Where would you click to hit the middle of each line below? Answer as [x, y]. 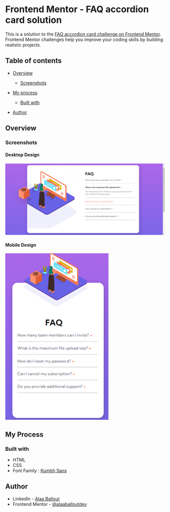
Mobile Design [21, 245]
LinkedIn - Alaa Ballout [36, 499]
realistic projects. [23, 45]
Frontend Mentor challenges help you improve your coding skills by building [84, 40]
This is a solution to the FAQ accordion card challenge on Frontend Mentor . [83, 34]
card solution [34, 20]
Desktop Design [22, 154]
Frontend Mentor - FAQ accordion [77, 9]
